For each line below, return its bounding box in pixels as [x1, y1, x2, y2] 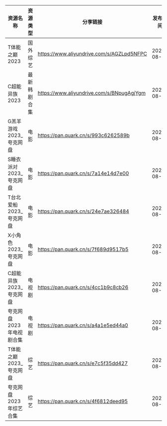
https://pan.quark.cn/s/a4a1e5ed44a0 [37, 322, 128, 328]
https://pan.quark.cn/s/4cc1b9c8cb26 [37, 284, 129, 290]
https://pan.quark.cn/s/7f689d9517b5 [37, 246, 129, 253]
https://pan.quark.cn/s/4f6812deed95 [37, 398, 128, 405]
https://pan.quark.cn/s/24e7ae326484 [37, 208, 129, 215]
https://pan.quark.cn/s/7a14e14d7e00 [37, 170, 129, 176]
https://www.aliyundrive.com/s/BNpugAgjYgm [37, 90, 146, 96]
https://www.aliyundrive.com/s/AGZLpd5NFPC [37, 50, 148, 57]
